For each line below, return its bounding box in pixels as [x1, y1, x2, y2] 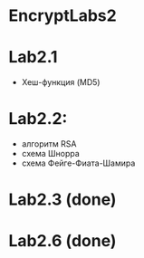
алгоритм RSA [21, 139, 77, 149]
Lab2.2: [8, 109, 68, 129]
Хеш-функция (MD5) [21, 77, 101, 88]
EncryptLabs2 [8, 5, 117, 26]
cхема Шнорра [21, 148, 81, 159]
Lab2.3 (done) [8, 189, 117, 210]
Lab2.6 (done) [8, 231, 117, 252]
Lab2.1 [8, 47, 58, 68]
